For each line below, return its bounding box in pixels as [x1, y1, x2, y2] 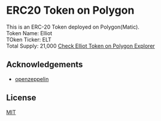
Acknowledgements [6, 60, 83, 70]
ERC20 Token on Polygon [6, 4, 135, 17]
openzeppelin [14, 75, 49, 82]
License [6, 93, 37, 103]
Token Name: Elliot [6, 29, 53, 36]
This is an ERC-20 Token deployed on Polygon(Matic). [6, 23, 139, 30]
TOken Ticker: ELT [6, 36, 52, 43]
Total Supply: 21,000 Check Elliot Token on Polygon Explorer [6, 42, 156, 49]
